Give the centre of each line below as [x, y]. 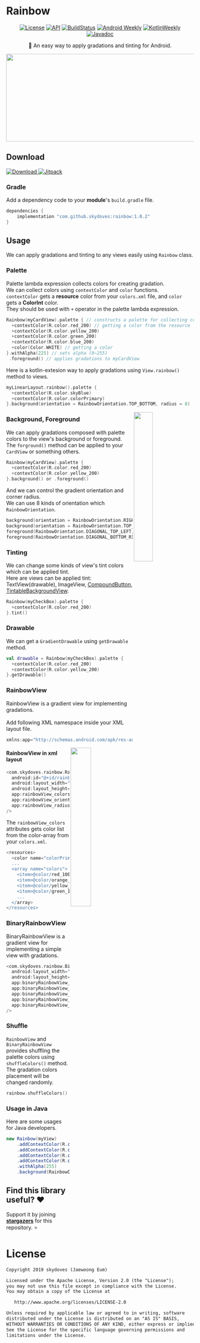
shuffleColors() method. [37, 1063]
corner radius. [24, 497]
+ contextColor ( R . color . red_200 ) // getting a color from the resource [101, 325]
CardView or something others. [43, 451]
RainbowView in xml [32, 753]
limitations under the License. [46, 1335]
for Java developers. [32, 1127]
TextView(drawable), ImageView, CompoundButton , [69, 584]
